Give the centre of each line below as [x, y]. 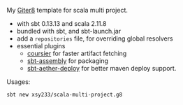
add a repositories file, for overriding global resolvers [95, 38]
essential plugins [41, 46]
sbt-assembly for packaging [68, 61]
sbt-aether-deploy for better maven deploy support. [102, 68]
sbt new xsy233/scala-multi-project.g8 [65, 94]
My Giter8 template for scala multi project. [67, 10]
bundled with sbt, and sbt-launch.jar [69, 31]
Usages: [19, 82]
